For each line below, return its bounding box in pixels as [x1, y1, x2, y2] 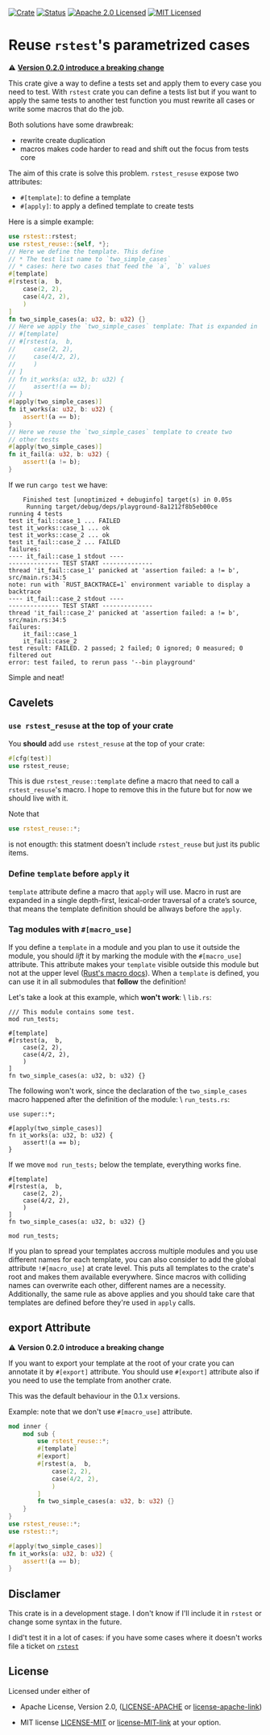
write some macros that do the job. [8, 103, 125, 113]
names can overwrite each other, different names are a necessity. [8, 1280, 226, 1290]
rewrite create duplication [19, 135, 106, 145]
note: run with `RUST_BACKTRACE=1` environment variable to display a [8, 580, 251, 589]
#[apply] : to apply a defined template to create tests [19, 201, 194, 210]
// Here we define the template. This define [8, 247, 164, 255]
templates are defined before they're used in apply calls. [8, 1298, 196, 1307]
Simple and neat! [8, 672, 64, 682]
